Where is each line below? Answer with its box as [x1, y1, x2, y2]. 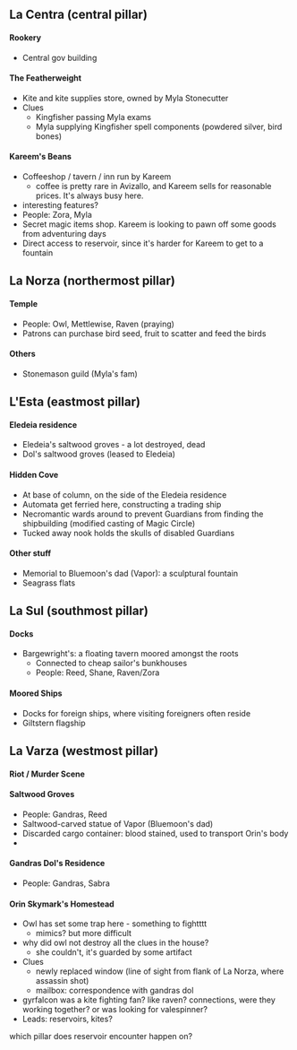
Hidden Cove [9, 469, 59, 480]
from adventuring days [21, 229, 107, 239]
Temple [9, 298, 38, 308]
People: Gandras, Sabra [21, 878, 110, 889]
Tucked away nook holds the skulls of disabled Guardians [21, 527, 235, 538]
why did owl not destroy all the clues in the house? [21, 937, 209, 949]
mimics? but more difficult [35, 928, 132, 939]
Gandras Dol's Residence [9, 858, 106, 869]
